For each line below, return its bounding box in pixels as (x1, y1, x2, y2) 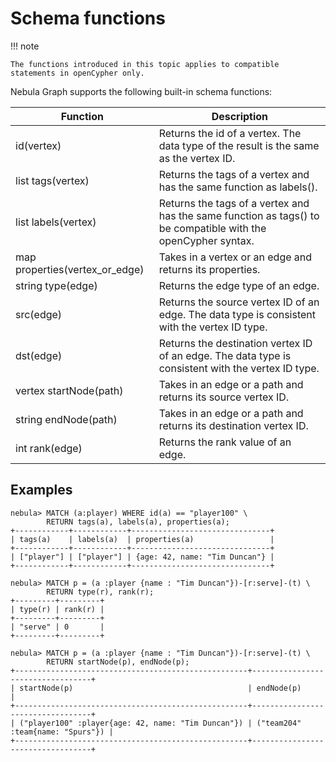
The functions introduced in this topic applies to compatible (10, 59, 280, 69)
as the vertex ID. (158, 151, 236, 165)
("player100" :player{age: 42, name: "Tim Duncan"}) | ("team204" (19, 718, 302, 728)
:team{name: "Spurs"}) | (10, 727, 114, 737)
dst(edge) (15, 348, 63, 362)
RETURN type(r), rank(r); (46, 587, 155, 597)
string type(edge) (15, 278, 98, 292)
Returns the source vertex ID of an (158, 295, 320, 309)
